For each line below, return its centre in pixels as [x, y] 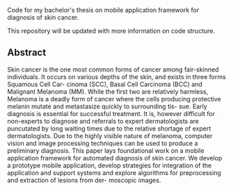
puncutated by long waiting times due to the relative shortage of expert [109, 128]
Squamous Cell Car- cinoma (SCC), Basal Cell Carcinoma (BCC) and [105, 84]
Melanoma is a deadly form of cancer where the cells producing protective [114, 99]
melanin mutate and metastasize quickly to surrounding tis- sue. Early [107, 106]
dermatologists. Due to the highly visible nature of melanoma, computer [110, 135]
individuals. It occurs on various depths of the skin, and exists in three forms [116, 76]
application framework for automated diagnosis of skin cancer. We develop [115, 158]
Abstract [27, 52]
